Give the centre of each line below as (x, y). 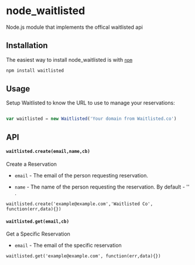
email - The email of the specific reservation (68, 246)
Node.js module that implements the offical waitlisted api (75, 27)
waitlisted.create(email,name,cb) (48, 152)
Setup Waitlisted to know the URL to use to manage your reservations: (90, 103)
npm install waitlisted (35, 71)
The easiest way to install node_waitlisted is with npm (69, 59)
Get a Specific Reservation (38, 234)
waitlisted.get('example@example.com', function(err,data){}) (83, 256)
